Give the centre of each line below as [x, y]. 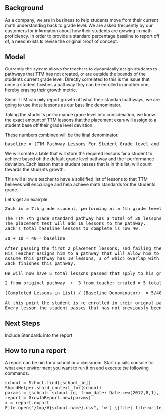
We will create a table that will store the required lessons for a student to [79, 153]
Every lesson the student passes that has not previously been [83, 308]
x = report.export [27, 403]
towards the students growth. [35, 169]
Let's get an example [26, 199]
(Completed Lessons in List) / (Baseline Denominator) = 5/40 [83, 293]
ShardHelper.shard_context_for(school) [53, 388]
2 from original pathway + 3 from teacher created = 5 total [83, 283]
